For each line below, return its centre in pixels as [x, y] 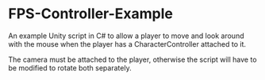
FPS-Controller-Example [90, 14]
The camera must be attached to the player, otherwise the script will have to [132, 59]
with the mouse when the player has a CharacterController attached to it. [127, 44]
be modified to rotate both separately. [70, 67]
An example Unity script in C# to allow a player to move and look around [126, 36]
